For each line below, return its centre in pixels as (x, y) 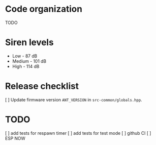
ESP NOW (15, 138)
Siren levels (30, 42)
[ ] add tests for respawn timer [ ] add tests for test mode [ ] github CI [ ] (78, 133)
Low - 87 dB (25, 56)
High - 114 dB (26, 66)
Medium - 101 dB (29, 61)
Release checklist (42, 86)
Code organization (44, 9)
